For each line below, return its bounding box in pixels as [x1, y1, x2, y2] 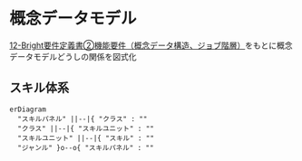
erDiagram [9, 105, 47, 114]
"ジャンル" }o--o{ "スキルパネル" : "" [17, 143, 154, 152]
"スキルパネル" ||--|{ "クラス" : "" [17, 114, 148, 123]
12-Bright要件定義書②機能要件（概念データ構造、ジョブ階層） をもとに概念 [9, 40, 293, 51]
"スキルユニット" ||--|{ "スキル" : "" [17, 133, 154, 143]
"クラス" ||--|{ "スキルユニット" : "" [17, 124, 154, 133]
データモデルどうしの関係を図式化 [9, 51, 137, 62]
